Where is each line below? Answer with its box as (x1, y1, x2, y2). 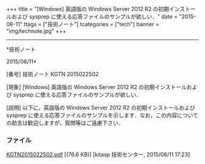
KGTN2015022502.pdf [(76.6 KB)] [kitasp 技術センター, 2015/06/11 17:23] (6, 151, 190, 159)
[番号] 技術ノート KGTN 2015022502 (6, 71, 99, 77)
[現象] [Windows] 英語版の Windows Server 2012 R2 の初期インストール (6, 84, 187, 90)
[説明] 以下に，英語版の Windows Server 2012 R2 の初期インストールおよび (6, 104, 195, 111)
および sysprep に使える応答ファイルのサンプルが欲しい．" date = (11, 13, 178, 20)
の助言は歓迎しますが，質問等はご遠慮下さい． (6, 119, 124, 126)
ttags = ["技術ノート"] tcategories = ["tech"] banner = (23, 21, 160, 27)
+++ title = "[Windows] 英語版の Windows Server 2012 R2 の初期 (6, 5, 170, 12)
